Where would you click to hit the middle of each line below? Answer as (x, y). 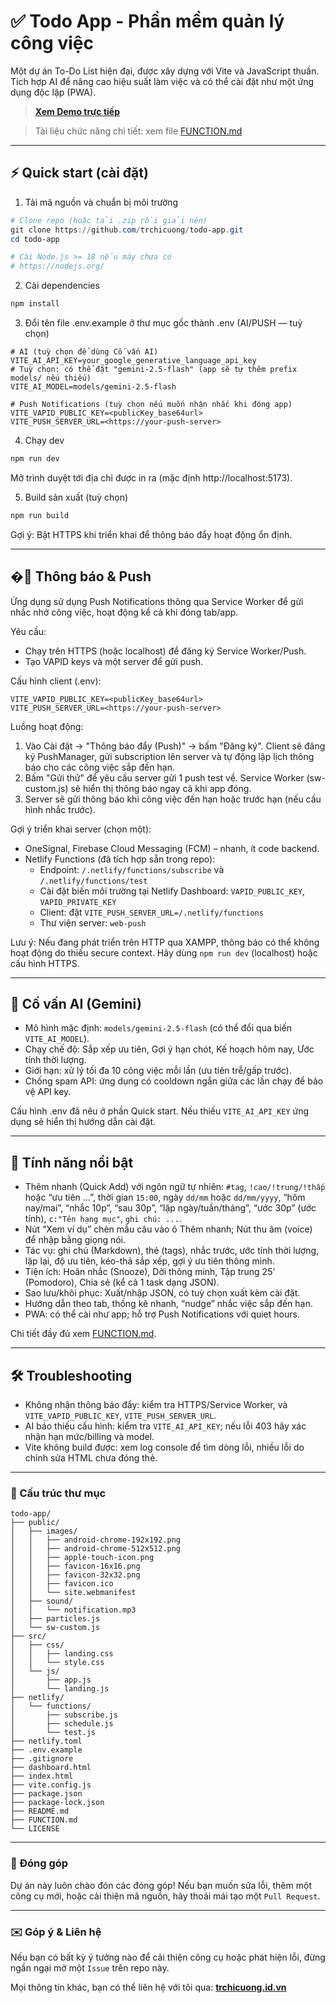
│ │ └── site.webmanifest (73, 1593)
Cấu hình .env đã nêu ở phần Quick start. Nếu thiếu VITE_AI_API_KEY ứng (160, 1111)
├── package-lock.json (57, 1803)
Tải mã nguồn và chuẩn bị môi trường (101, 202)
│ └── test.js (53, 1733)
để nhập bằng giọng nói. (75, 1240)
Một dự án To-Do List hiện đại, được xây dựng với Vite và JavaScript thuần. (165, 71)
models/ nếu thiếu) (51, 378)
